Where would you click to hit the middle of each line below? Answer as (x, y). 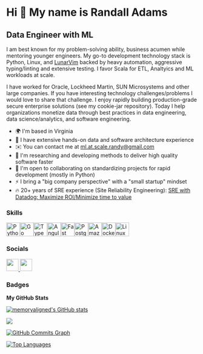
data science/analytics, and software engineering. (69, 119)
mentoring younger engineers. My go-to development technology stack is (98, 56)
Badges (18, 284)
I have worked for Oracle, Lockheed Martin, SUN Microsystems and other (98, 87)
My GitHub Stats (28, 298)
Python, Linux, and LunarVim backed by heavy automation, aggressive (94, 62)
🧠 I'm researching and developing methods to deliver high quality (96, 155)
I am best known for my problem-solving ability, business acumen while (96, 49)
